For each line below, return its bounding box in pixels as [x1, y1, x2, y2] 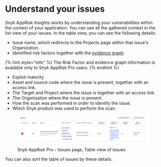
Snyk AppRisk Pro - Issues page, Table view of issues [17, 146, 126, 152]
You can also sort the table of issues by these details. [5, 156, 113, 162]
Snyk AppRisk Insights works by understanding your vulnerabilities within [5, 20, 153, 25]
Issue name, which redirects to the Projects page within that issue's [12, 39, 148, 45]
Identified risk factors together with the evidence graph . [12, 50, 125, 56]
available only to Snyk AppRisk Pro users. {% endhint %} [5, 65, 120, 71]
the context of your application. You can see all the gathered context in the [5, 24, 156, 30]
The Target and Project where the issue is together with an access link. [12, 90, 156, 95]
